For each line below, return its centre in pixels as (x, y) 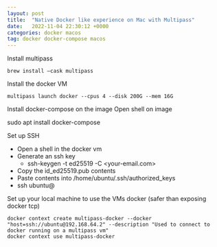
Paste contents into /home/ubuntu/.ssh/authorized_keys (96, 178)
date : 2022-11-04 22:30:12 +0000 (58, 26)
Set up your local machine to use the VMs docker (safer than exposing (107, 199)
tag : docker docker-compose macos (57, 39)
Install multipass (30, 58)
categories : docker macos (44, 33)
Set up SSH (23, 136)
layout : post (26, 13)
